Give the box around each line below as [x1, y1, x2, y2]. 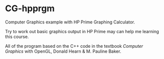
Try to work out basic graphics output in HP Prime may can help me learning [5, 28, 159, 34]
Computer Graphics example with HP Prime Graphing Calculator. [5, 19, 136, 25]
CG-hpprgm [5, 3, 55, 14]
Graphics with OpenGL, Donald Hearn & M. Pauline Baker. [5, 48, 121, 54]
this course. [5, 34, 29, 39]
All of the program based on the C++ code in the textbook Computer [5, 43, 143, 49]
